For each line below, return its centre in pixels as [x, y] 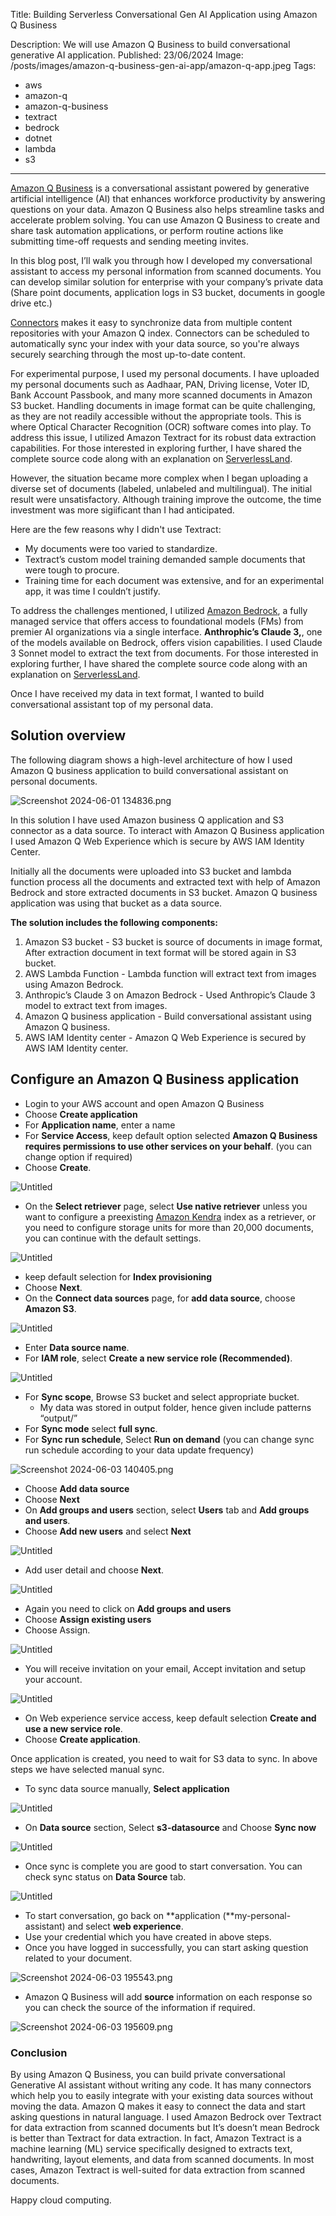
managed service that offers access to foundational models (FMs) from [157, 621]
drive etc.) [31, 303]
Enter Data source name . [77, 1347]
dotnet [38, 138]
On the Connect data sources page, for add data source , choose [160, 1298]
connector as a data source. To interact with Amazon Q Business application [167, 830]
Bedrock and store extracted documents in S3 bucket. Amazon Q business [164, 892]
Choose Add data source [77, 1488]
